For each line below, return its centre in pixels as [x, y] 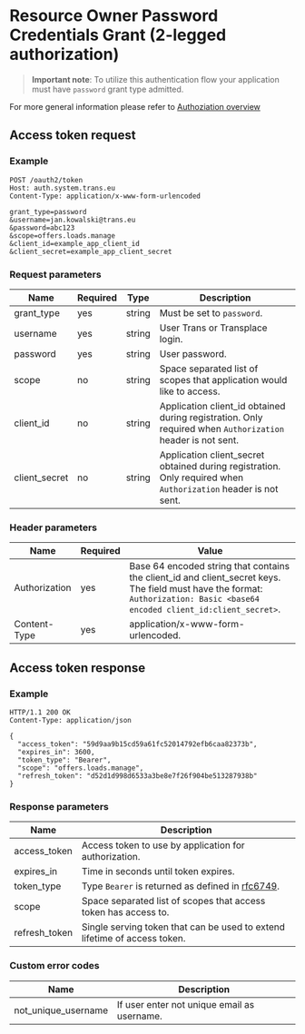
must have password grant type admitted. [108, 89]
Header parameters [54, 527]
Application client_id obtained [222, 406]
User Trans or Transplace [213, 328]
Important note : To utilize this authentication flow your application [155, 79]
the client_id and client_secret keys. [205, 577]
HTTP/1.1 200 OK [40, 712]
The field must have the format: [196, 589]
